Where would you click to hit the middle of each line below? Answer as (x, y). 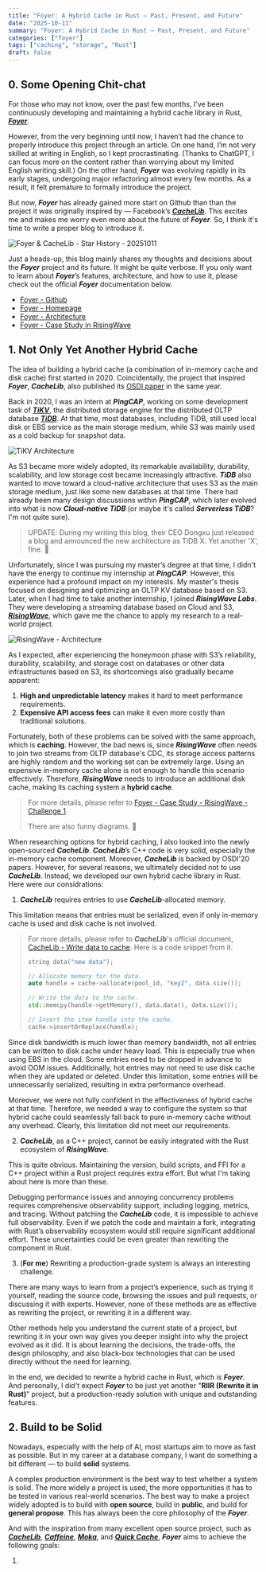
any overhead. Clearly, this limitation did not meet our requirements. (119, 1125)
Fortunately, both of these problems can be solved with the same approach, (132, 736)
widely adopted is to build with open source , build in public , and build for (128, 1504)
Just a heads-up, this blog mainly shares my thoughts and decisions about (130, 259)
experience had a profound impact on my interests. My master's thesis (124, 581)
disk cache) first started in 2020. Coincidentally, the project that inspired (127, 377)
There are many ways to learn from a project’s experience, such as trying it (131, 1287)
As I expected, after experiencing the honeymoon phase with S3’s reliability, (132, 654)
